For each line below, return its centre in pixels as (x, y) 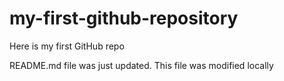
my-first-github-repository (124, 18)
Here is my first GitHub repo (67, 46)
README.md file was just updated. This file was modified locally (141, 65)
